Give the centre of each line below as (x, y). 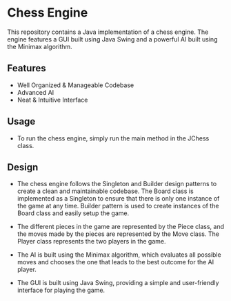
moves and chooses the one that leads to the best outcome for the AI (115, 262)
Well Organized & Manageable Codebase (76, 85)
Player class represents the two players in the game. (91, 241)
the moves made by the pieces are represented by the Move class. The (118, 234)
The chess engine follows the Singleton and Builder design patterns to (117, 184)
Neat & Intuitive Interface (52, 100)
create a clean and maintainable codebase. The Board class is (106, 191)
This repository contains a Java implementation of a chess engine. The (108, 32)
